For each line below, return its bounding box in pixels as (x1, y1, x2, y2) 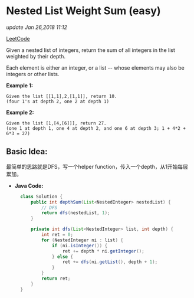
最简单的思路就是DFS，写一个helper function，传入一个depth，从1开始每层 (6, 163, 189, 170)
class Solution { (20, 194, 63, 199)
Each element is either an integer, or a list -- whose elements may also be (6, 64, 185, 71)
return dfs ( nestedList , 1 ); (41, 210, 110, 216)
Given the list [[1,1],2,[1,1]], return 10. (6, 93, 117, 99)
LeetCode (6, 35, 31, 42)
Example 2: (6, 109, 34, 116)
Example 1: (6, 81, 34, 89)
